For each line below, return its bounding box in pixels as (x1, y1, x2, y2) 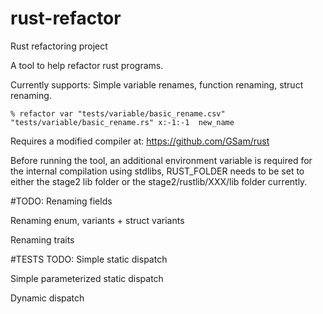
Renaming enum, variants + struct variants (10, 214, 185, 226)
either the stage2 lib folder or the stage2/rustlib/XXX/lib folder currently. (10, 175, 308, 187)
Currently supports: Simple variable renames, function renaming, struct (10, 78, 304, 91)
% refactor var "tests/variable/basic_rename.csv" (10, 108, 226, 119)
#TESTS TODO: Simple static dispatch (10, 253, 168, 265)
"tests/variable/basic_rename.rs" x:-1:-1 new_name (10, 117, 235, 127)
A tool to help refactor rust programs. (10, 59, 164, 71)
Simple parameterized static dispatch (10, 272, 164, 284)
